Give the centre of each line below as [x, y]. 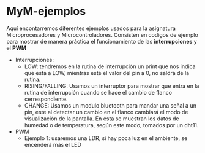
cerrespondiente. [46, 99]
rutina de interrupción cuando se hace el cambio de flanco [98, 92]
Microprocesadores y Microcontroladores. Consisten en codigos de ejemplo [102, 34]
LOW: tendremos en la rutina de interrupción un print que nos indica [110, 66]
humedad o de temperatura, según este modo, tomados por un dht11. [111, 125]
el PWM [17, 48]
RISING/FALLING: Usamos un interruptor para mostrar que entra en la [112, 86]
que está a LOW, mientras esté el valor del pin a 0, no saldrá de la [107, 73]
